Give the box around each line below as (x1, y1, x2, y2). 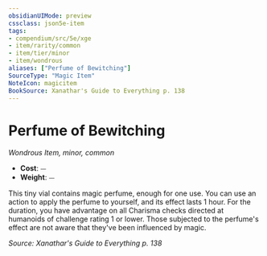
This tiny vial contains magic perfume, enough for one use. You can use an (8, 188, 257, 198)
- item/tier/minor (8, 49, 70, 57)
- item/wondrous (8, 57, 63, 65)
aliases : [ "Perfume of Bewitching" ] (8, 64, 131, 72)
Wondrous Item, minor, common (8, 148, 115, 158)
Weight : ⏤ (19, 172, 55, 182)
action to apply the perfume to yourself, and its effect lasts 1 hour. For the (8, 197, 251, 207)
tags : (8, 27, 27, 35)
